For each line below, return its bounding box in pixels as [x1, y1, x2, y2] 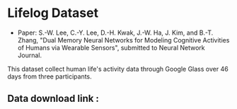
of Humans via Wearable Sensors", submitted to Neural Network [17, 43, 205, 52]
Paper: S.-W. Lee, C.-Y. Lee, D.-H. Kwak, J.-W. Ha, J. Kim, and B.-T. [17, 28, 214, 37]
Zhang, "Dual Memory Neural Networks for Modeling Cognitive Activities [17, 35, 230, 44]
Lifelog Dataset [7, 5, 99, 21]
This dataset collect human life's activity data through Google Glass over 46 [7, 64, 229, 73]
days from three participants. [7, 72, 92, 81]
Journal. [17, 51, 42, 59]
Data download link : [7, 93, 99, 105]
